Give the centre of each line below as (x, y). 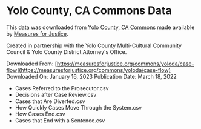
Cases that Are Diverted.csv (50, 101)
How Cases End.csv (40, 114)
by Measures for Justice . (37, 33)
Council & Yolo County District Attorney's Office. (67, 51)
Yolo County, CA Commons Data (89, 11)
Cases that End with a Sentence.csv (60, 120)
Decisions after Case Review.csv (56, 94)
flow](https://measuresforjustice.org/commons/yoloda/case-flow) (89, 70)
